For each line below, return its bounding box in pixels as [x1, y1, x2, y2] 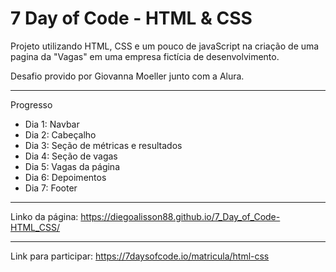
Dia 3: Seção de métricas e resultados [24, 139, 183, 151]
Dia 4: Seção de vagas [24, 150, 118, 162]
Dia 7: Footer [24, 182, 78, 194]
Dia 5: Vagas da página [24, 160, 121, 172]
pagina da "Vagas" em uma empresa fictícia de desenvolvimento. [10, 50, 280, 62]
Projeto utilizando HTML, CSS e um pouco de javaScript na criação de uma [10, 40, 320, 52]
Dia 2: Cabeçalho [24, 128, 97, 141]
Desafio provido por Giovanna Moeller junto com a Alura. [10, 70, 245, 82]
